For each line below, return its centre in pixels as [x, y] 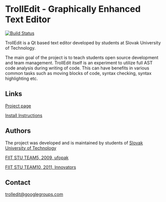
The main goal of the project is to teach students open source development [82, 57]
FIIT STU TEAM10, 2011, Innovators [41, 167]
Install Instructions [24, 115]
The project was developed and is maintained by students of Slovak [74, 143]
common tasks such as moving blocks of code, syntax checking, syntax [78, 73]
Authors [18, 131]
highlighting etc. [21, 78]
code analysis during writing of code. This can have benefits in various [77, 68]
